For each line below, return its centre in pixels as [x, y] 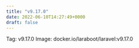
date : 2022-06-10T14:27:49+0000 [46, 17]
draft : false [22, 22]
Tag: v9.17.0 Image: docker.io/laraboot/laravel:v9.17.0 [70, 39]
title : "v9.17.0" [27, 11]
